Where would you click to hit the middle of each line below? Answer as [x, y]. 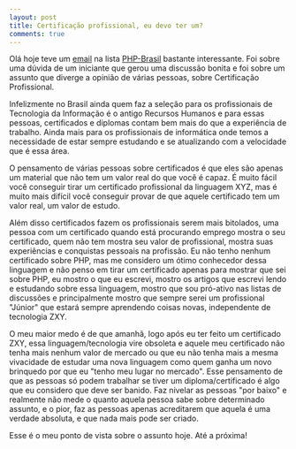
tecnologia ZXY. [38, 317]
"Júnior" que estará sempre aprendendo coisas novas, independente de [140, 308]
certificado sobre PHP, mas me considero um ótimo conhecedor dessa [138, 261]
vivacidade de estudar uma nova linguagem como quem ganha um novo [140, 362]
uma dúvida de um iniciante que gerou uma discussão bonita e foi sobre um [147, 68]
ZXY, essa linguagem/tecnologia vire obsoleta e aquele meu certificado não [147, 343]
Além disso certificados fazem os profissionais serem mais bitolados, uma [144, 223]
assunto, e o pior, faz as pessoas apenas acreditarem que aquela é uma [140, 409]
